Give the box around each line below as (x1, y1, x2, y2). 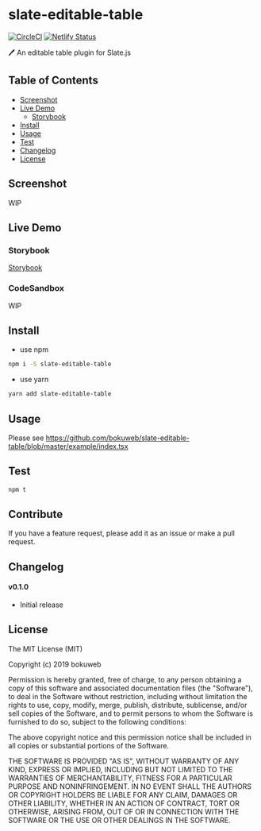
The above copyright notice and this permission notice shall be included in (8, 732, 251, 742)
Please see (8, 433, 44, 443)
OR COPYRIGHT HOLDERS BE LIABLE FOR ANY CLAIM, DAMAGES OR (8, 790, 238, 799)
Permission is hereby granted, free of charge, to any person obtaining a (8, 674, 242, 684)
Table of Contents (8, 74, 99, 87)
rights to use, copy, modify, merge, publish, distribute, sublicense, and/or (8, 700, 248, 709)
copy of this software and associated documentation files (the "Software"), (8, 683, 254, 693)
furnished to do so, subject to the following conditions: (8, 717, 186, 726)
